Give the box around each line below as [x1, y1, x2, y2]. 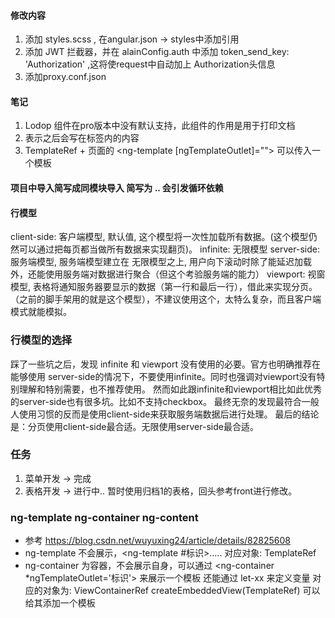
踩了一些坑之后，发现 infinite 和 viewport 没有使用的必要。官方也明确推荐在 [10, 358, 321, 370]
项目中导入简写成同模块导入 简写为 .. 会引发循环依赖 [10, 182, 224, 194]
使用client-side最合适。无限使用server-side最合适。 [44, 420, 259, 432]
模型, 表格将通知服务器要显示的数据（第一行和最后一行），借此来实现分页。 [10, 281, 318, 293]
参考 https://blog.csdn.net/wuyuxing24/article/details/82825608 [24, 535, 291, 547]
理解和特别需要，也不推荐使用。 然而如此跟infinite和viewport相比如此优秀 [18, 383, 323, 395]
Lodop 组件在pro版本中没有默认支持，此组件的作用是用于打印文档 [24, 120, 296, 132]
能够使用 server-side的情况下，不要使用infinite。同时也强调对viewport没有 [10, 370, 317, 382]
